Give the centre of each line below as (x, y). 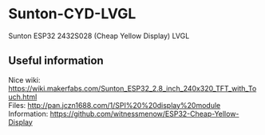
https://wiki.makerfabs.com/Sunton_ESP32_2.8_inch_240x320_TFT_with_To (132, 88)
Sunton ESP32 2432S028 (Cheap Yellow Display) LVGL (99, 36)
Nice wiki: (24, 79)
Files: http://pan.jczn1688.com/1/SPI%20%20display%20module (115, 105)
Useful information (56, 61)
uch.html (23, 97)
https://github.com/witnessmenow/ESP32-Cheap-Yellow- (144, 114)
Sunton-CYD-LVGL (72, 14)
